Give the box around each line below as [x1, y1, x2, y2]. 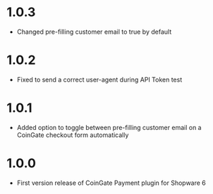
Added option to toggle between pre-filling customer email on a [16, 123, 202, 131]
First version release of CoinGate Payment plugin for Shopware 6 [16, 179, 206, 187]
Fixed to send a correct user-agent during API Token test [16, 75, 183, 84]
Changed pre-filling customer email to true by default [16, 27, 172, 36]
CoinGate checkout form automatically [16, 131, 129, 139]
